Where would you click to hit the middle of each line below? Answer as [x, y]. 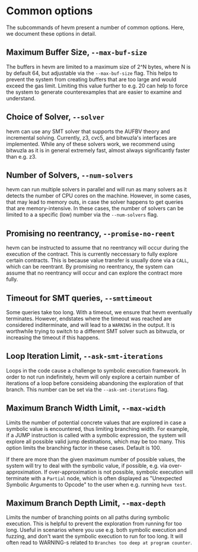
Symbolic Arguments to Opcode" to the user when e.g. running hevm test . [96, 484]
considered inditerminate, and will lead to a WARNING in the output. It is [91, 325]
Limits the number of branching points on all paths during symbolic [88, 518]
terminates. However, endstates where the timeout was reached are [89, 318]
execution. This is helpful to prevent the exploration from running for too [94, 523]
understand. [21, 98]
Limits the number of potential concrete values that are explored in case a [96, 422]
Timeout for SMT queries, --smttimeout [79, 298]
